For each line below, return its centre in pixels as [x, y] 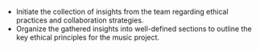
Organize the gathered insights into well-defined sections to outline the [134, 29]
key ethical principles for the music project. [87, 37]
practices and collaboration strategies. [80, 20]
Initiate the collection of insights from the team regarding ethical [122, 12]
